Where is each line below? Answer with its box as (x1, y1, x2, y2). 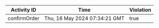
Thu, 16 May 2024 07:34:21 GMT (44, 15, 125, 21)
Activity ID (10, 6, 36, 13)
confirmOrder (7, 15, 40, 21)
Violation (129, 6, 152, 13)
